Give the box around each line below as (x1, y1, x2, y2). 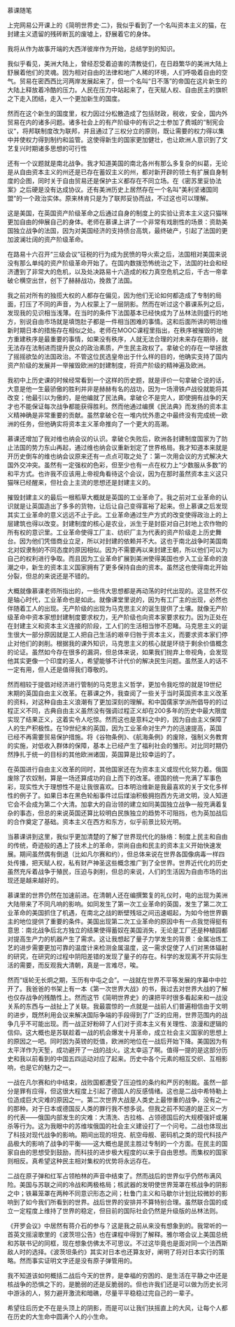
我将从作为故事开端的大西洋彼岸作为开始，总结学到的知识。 (7, 45, 179, 52)
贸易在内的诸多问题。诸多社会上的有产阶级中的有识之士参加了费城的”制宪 (7, 118, 219, 126)
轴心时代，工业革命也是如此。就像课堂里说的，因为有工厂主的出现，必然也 (13, 595, 228, 604)
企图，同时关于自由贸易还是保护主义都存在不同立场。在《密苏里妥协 (19, 177, 215, 185)
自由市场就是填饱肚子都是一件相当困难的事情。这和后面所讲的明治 (31, 318, 222, 325)
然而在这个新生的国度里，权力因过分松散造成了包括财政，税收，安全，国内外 (7, 109, 228, 118)
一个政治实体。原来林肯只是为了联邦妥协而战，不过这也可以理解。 (22, 194, 213, 202)
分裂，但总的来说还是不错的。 (7, 572, 93, 580)
